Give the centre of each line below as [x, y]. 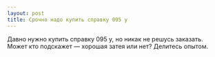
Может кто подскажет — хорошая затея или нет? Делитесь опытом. [108, 46]
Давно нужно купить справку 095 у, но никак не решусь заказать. [105, 39]
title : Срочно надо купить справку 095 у [68, 20]
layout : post [26, 13]
